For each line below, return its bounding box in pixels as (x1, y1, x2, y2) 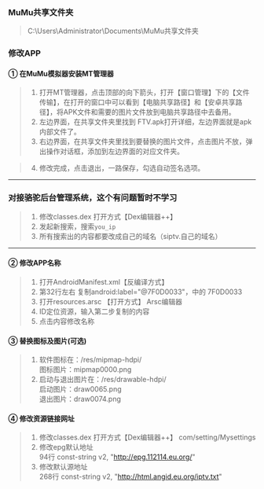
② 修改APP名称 (8, 258, 61, 268)
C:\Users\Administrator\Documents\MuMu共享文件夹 (27, 26, 199, 36)
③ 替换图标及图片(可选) (8, 336, 87, 345)
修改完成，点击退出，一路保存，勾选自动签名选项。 (38, 164, 205, 173)
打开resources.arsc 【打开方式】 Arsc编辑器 (38, 296, 183, 306)
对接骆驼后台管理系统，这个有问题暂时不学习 (8, 193, 178, 204)
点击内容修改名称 (38, 316, 95, 325)
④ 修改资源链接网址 (8, 414, 75, 423)
